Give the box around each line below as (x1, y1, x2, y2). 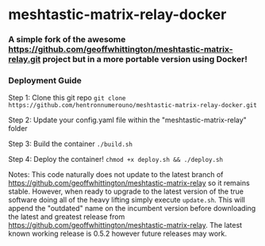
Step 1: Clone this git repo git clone (8, 93, 126, 102)
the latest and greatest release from (8, 212, 125, 221)
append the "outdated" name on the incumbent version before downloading (8, 204, 256, 213)
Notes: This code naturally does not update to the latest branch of (8, 170, 224, 179)
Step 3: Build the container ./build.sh (8, 139, 133, 148)
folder (8, 124, 28, 133)
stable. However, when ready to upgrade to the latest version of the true (8, 186, 244, 196)
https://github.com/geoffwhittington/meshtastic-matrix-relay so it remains (8, 179, 250, 188)
